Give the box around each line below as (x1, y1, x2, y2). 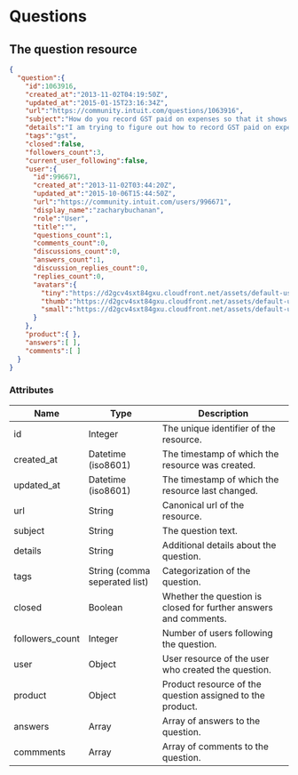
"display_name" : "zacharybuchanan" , (32, 206, 165, 214)
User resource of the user (162, 652, 270, 665)
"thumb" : (41, 296, 74, 306)
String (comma (88, 564, 151, 577)
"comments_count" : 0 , (32, 238, 109, 248)
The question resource (9, 42, 137, 57)
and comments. (162, 612, 227, 625)
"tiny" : (41, 288, 69, 297)
